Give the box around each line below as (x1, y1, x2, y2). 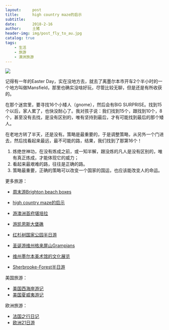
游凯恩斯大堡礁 (12, 221, 44, 227)
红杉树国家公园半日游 (12, 232, 57, 238)
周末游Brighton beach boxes (12, 189, 72, 195)
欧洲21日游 (12, 319, 35, 326)
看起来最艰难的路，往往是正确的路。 (12, 161, 88, 167)
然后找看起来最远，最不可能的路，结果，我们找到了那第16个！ (14, 137, 142, 144)
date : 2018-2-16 (5, 21, 53, 27)
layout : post (5, 7, 42, 13)
